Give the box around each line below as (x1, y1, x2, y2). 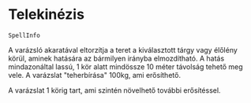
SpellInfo (8, 31, 41, 39)
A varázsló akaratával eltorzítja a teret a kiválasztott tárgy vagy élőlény (8, 45, 238, 54)
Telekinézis (8, 6, 85, 24)
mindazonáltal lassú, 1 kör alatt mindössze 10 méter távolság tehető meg (8, 61, 243, 72)
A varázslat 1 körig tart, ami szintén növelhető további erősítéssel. (8, 85, 221, 95)
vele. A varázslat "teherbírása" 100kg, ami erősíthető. (8, 70, 182, 79)
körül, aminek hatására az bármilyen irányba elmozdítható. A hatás (8, 53, 225, 63)
